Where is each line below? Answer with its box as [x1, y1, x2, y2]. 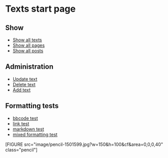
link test [12, 120, 29, 126]
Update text [12, 76, 38, 82]
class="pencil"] [5, 146, 38, 153]
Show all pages [12, 42, 45, 48]
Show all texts [12, 37, 42, 43]
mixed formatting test [12, 131, 58, 138]
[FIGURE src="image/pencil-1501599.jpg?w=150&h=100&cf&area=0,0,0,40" [5, 141, 163, 147]
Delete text [12, 81, 36, 87]
